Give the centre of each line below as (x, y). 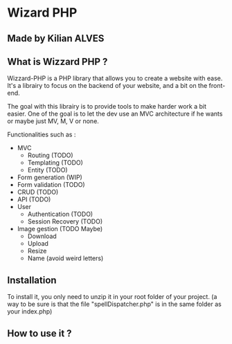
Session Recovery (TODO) (65, 221)
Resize (37, 251)
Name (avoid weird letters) (65, 258)
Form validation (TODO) (51, 185)
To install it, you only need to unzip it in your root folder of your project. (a (112, 297)
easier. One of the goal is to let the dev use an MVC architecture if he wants (115, 114)
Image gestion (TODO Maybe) (60, 229)
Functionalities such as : (42, 135)
